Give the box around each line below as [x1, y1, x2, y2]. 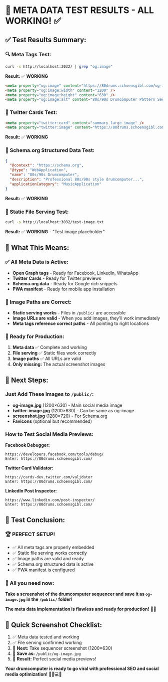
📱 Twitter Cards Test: [5, 109, 57, 116]
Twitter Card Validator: [5, 465, 53, 471]
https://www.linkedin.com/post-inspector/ [5, 497, 95, 503]
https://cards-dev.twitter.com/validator [5, 475, 93, 480]
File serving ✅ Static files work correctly [12, 350, 96, 356]
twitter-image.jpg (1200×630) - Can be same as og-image [12, 407, 134, 413]
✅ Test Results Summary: [5, 35, 86, 44]
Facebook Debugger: [5, 442, 50, 448]
